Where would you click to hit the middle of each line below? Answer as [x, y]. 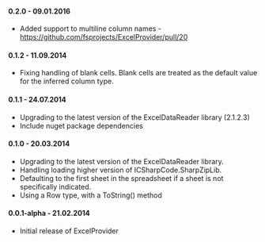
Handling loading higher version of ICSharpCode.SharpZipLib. [121, 170]
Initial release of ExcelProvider [69, 231]
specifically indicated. [55, 186]
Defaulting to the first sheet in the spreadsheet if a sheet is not [121, 178]
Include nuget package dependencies [81, 125]
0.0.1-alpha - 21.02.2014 [49, 213]
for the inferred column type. [66, 81]
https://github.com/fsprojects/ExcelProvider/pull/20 [104, 37]
